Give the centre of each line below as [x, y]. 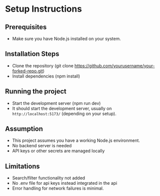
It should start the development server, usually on [62, 108]
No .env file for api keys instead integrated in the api [65, 183]
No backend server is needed [42, 146]
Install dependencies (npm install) [46, 76]
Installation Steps [32, 54]
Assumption [24, 129]
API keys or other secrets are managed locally [58, 151]
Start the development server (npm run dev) [56, 103]
